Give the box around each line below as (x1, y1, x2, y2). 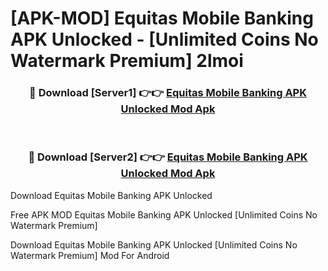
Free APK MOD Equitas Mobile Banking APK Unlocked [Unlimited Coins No (10, 208, 318, 221)
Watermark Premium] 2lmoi (10, 50, 244, 72)
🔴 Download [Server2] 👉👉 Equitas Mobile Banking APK (28, 150, 308, 164)
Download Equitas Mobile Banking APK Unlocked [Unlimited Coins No (10, 238, 298, 251)
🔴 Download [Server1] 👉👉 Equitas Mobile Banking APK (29, 86, 307, 100)
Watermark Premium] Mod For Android (10, 249, 170, 261)
